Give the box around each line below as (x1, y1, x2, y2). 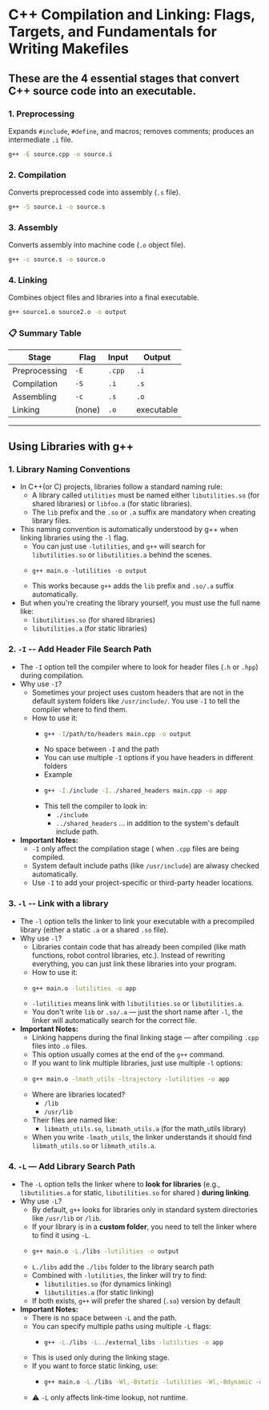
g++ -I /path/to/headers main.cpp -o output (43, 730, 191, 738)
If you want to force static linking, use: (31, 1361, 159, 1371)
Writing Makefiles (8, 40, 130, 58)
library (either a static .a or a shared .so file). (19, 925, 169, 934)
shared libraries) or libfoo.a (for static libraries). (31, 499, 192, 509)
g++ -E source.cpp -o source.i (8, 150, 113, 158)
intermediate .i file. (8, 135, 74, 144)
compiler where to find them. (31, 704, 128, 714)
